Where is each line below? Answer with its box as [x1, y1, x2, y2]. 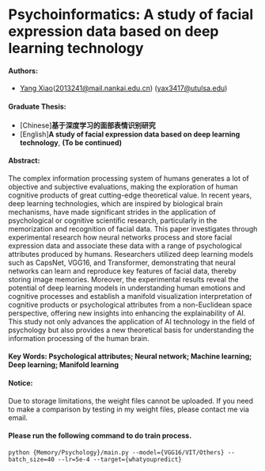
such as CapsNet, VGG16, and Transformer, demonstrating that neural [8, 258, 236, 267]
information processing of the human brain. [8, 333, 150, 343]
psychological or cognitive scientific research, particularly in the [8, 216, 218, 225]
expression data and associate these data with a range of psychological [8, 240, 243, 251]
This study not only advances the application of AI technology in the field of [8, 316, 256, 326]
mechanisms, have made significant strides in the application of [8, 207, 216, 216]
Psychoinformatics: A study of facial [8, 6, 254, 24]
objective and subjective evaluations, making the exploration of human [8, 182, 239, 191]
